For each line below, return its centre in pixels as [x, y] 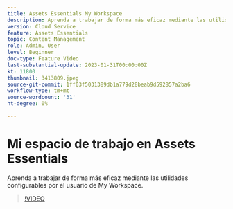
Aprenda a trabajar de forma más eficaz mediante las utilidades [98, 178]
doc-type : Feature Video [43, 59]
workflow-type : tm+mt [38, 91]
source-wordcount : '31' [42, 98]
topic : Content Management [46, 39]
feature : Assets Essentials [48, 33]
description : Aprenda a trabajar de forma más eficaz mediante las [107, 20]
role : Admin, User [34, 46]
